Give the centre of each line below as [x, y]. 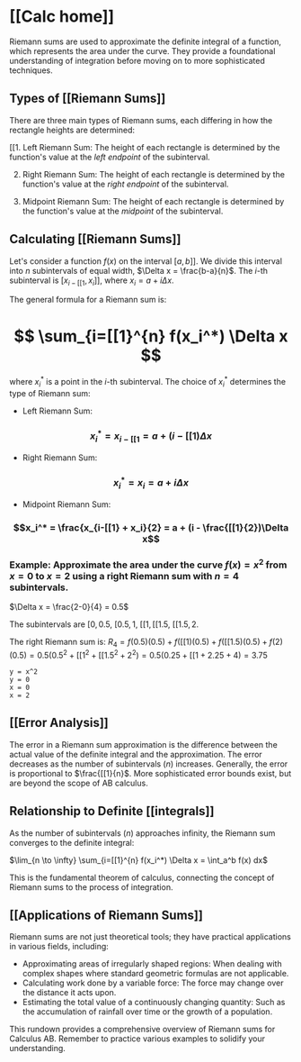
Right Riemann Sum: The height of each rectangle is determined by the [154, 174]
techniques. [31, 70]
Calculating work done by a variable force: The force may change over [153, 983]
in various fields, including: [59, 947]
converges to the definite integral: [72, 842]
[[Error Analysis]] [59, 723]
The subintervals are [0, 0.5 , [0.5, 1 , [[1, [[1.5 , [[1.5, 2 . [104, 624]
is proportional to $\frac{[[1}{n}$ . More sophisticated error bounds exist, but [150, 773]
